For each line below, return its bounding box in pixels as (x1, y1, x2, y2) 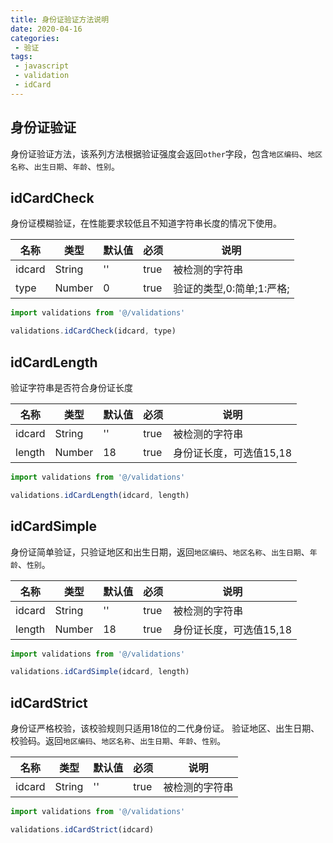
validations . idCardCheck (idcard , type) (10, 326, 177, 336)
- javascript (14, 61, 70, 71)
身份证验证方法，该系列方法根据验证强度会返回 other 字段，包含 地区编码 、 (10, 147, 308, 160)
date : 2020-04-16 (10, 24, 83, 34)
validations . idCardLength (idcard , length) (10, 490, 190, 500)
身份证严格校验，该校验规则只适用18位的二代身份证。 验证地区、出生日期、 (10, 722, 320, 735)
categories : (10, 33, 60, 43)
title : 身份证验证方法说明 (10, 14, 110, 25)
